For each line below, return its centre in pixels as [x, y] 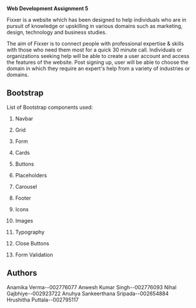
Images [24, 220]
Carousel [26, 186]
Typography [30, 232]
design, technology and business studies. [57, 32]
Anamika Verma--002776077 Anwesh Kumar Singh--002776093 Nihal [92, 287]
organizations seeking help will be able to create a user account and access [98, 56]
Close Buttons [32, 243]
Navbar [24, 118]
